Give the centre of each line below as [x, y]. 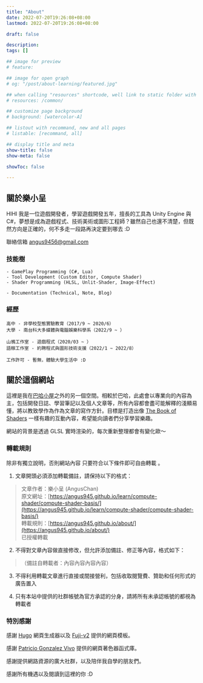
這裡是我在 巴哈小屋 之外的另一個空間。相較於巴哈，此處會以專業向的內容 [96, 396]
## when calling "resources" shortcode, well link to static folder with [101, 95]
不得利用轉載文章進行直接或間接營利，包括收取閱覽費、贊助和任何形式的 [105, 576]
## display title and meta [40, 144]
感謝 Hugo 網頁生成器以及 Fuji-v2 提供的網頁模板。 [70, 635]
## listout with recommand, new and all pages [66, 128]
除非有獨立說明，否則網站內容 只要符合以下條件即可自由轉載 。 [85, 463]
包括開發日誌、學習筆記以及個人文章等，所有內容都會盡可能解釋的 [99, 403]
